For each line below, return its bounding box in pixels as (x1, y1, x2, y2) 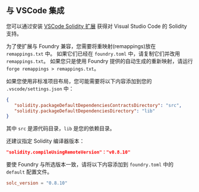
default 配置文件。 (6, 168, 53, 175)
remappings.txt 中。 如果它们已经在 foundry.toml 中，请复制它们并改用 (6, 50, 180, 57)
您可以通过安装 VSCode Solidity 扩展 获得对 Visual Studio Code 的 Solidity (6, 23, 187, 30)
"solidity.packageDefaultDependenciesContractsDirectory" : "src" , (14, 102, 182, 108)
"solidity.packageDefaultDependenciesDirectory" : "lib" (14, 108, 156, 114)
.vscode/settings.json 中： (6, 85, 74, 92)
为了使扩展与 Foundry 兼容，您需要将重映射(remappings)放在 (6, 42, 156, 49)
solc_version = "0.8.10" (6, 180, 68, 186)
